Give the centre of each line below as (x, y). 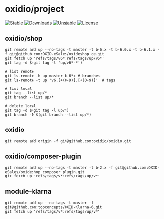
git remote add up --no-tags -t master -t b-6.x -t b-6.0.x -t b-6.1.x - (82, 50)
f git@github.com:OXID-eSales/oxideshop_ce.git (55, 54)
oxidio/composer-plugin (43, 156)
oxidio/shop (24, 38)
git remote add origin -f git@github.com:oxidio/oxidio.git (68, 141)
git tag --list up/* (26, 93)
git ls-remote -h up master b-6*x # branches (52, 76)
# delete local (21, 106)
